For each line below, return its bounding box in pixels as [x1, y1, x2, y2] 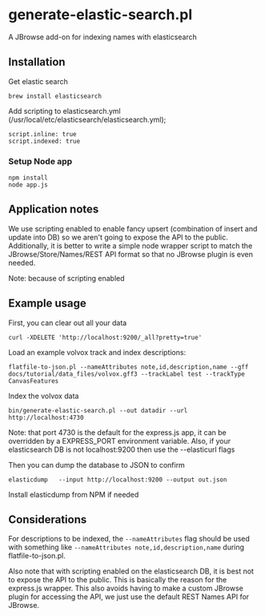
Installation [8, 55, 66, 69]
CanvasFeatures [8, 376, 59, 385]
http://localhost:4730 [8, 413, 84, 421]
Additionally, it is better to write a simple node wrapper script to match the [8, 240, 253, 250]
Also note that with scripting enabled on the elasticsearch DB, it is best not [8, 566, 255, 576]
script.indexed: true [8, 137, 81, 145]
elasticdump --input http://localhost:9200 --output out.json [8, 475, 227, 484]
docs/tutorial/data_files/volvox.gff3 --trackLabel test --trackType [8, 370, 246, 378]
